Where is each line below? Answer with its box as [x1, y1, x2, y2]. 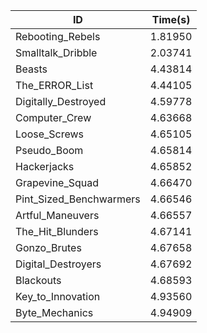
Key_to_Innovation [15, 290, 101, 303]
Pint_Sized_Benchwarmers [15, 192, 141, 206]
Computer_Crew [15, 111, 92, 124]
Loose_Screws [15, 127, 85, 141]
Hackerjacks [15, 160, 75, 173]
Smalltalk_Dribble [15, 46, 98, 59]
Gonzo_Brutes [15, 241, 82, 254]
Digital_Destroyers [15, 257, 102, 271]
